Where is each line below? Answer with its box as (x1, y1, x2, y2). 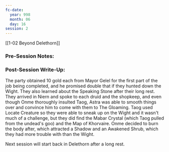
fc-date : (5, 7, 24, 13)
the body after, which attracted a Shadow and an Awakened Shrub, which (5, 126, 158, 132)
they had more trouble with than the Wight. (5, 131, 95, 137)
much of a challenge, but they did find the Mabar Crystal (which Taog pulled (5, 115, 164, 121)
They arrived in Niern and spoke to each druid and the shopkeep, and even (5, 94, 162, 100)
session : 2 (5, 26, 28, 31)
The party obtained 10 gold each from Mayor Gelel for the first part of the (5, 78, 158, 84)
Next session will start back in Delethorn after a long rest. (5, 141, 125, 147)
